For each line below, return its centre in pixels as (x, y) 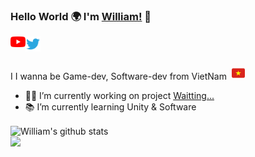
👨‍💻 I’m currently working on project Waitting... (119, 96)
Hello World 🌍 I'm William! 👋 (81, 16)
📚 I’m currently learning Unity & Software (110, 107)
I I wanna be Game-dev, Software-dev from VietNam (118, 76)
